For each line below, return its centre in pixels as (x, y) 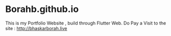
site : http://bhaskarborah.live (36, 28)
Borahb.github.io (42, 9)
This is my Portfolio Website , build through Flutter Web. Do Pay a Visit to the (86, 23)
